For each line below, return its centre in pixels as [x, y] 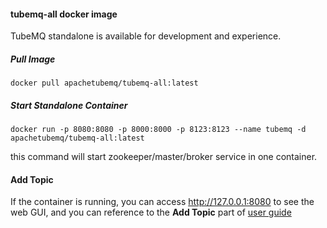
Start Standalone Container [69, 105]
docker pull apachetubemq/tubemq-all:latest [104, 83]
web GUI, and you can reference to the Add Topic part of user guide [151, 212]
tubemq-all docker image [64, 14]
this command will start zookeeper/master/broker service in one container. [164, 157]
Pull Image [33, 59]
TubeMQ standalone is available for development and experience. [146, 36]
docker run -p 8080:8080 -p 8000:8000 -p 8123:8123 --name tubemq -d [158, 130]
